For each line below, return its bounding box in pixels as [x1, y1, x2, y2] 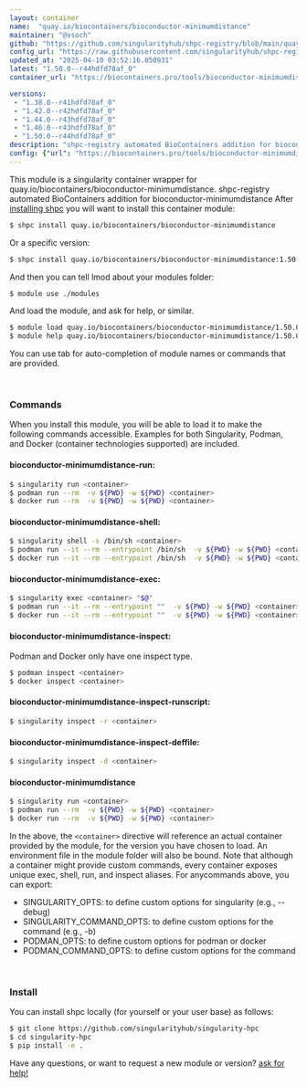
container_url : [9, 73, 68, 82]
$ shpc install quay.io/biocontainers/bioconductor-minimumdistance [9, 220, 276, 229]
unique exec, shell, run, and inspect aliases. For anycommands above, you [9, 869, 290, 880]
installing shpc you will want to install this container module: [9, 203, 236, 214]
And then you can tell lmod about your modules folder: [9, 271, 215, 282]
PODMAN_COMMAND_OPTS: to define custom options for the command [22, 945, 296, 955]
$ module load [9, 323, 64, 332]
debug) [22, 906, 51, 917]
